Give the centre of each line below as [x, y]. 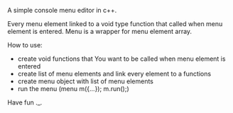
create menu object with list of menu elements [86, 81]
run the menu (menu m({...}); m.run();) [73, 89]
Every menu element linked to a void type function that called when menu [115, 24]
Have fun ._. [25, 102]
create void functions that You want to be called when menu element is [121, 59]
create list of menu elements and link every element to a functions [114, 74]
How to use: [25, 45]
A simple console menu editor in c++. [62, 10]
